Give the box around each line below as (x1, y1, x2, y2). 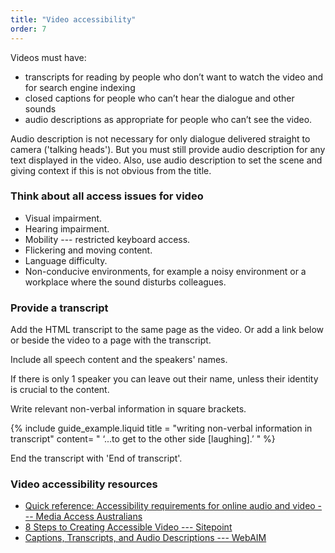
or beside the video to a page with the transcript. (10, 334, 212, 346)
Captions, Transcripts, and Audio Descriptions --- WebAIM (24, 532, 267, 544)
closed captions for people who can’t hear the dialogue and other (24, 92, 295, 104)
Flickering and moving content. (24, 244, 153, 256)
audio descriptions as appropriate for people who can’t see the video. (24, 113, 313, 125)
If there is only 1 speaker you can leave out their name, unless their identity (10, 373, 319, 385)
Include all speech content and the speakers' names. (10, 354, 228, 366)
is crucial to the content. (10, 384, 110, 396)
